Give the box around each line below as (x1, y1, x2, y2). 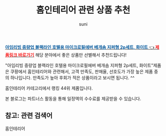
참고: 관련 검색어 (5, 111, 53, 120)
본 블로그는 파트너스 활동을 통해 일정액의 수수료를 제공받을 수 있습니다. (5, 96, 141, 102)
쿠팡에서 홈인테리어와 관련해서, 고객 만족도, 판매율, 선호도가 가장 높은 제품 (10, 68, 153, 74)
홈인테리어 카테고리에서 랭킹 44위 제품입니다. (5, 85, 93, 91)
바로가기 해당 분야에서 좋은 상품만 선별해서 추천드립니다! (18, 52, 127, 58)
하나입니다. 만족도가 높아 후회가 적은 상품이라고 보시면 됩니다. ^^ (10, 74, 135, 80)
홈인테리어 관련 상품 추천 (36, 4, 130, 16)
